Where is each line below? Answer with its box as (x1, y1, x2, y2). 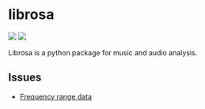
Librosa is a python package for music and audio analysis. (8, 47, 198, 57)
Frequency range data (19, 92, 93, 101)
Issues (8, 71, 42, 85)
